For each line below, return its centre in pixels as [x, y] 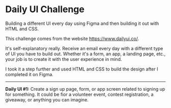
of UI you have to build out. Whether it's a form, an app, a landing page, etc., [85, 54]
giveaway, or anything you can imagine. [47, 99]
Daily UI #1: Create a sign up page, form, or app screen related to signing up [85, 89]
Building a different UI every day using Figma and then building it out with [82, 23]
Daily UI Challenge [45, 9]
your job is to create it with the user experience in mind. [64, 59]
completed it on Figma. [29, 74]
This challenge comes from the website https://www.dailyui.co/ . [72, 39]
